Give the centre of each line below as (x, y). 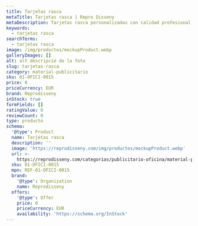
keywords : (18, 28)
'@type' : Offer (35, 198)
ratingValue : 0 (25, 110)
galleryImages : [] (29, 55)
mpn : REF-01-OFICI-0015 (40, 170)
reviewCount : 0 (25, 115)
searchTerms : (22, 39)
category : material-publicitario (47, 72)
